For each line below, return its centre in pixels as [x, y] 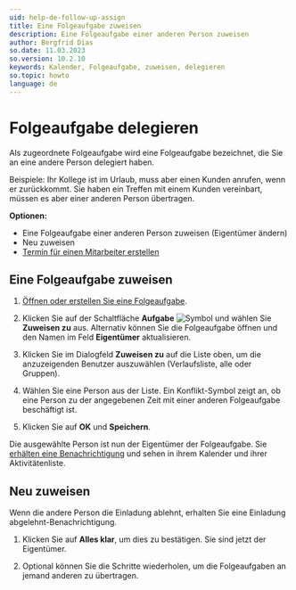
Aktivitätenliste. [37, 463]
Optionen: [28, 216]
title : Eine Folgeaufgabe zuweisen [75, 26]
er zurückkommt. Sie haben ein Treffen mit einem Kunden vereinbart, [136, 189]
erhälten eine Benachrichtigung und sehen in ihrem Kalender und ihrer [138, 454]
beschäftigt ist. [49, 410]
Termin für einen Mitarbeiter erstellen [90, 251]
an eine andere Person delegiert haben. [82, 162]
